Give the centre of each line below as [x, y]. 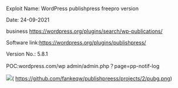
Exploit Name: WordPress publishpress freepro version [73, 9]
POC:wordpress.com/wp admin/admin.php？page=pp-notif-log [83, 66]
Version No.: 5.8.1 [27, 54]
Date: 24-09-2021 [28, 20]
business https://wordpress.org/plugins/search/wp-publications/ [84, 31]
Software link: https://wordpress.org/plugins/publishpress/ [76, 43]
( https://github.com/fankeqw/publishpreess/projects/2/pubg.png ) [92, 78]
